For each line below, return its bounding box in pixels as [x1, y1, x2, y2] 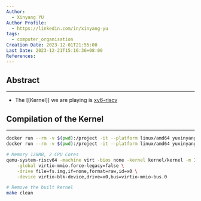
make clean [6, 190, 33, 196]
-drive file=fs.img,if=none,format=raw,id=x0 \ [17, 168, 138, 174]
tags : [6, 31, 20, 37]
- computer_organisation [11, 36, 74, 42]
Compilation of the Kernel [6, 114, 103, 124]
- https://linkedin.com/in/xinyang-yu [11, 25, 109, 32]
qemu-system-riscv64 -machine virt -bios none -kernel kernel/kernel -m [6, 157, 191, 163]
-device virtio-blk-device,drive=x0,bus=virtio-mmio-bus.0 [17, 174, 167, 180]
